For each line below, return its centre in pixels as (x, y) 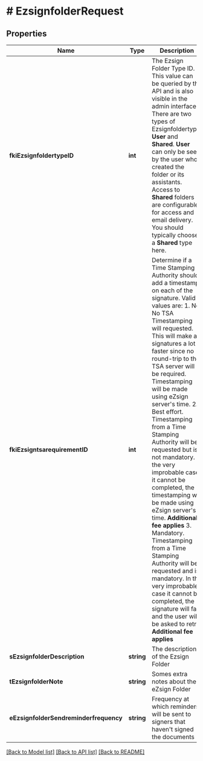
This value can (172, 76)
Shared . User (171, 144)
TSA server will (173, 366)
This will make (172, 336)
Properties (27, 34)
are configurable (175, 205)
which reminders (176, 706)
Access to (166, 189)
